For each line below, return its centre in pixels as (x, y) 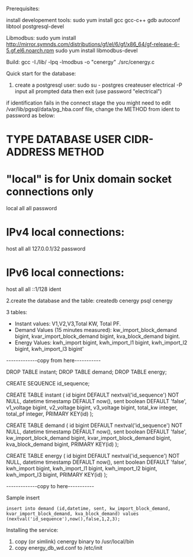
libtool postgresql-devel (35, 26)
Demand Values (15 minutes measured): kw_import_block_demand (96, 330)
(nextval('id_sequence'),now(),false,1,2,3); (63, 519)
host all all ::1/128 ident (34, 289)
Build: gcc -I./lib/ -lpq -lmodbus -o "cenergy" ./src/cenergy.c (81, 62)
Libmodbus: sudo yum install (41, 38)
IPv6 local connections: (65, 273)
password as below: (30, 115)
